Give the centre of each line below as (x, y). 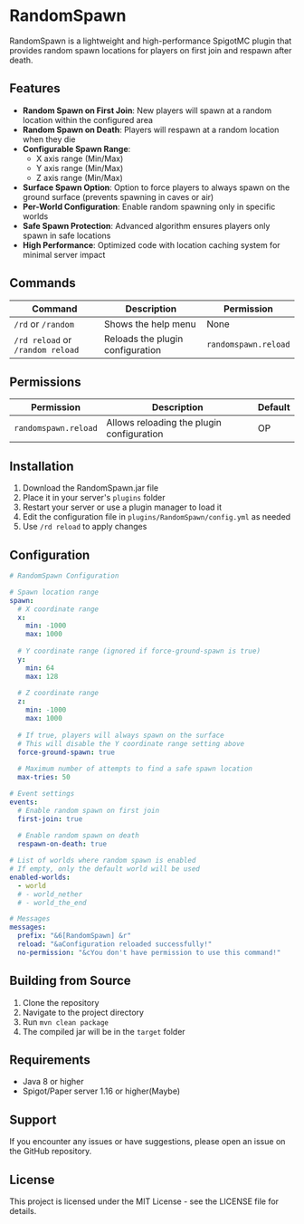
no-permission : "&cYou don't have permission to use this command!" (149, 952)
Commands (43, 283)
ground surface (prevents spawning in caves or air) (118, 196)
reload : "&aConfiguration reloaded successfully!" (115, 944)
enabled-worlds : (40, 877)
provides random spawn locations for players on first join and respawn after (151, 50)
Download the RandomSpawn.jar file (90, 488)
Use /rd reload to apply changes (85, 527)
